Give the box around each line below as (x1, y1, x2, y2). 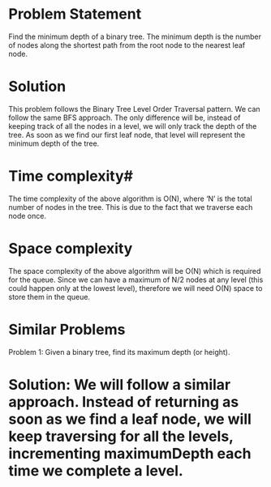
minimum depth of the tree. (8, 139, 100, 148)
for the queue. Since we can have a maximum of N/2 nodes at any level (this (8, 275, 264, 284)
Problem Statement (8, 5, 142, 23)
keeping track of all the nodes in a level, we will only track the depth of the (8, 121, 257, 130)
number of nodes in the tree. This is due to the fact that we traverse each (8, 202, 253, 211)
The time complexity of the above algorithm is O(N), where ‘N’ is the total (8, 194, 253, 203)
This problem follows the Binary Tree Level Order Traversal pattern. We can (8, 104, 261, 113)
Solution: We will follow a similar (8, 375, 231, 394)
